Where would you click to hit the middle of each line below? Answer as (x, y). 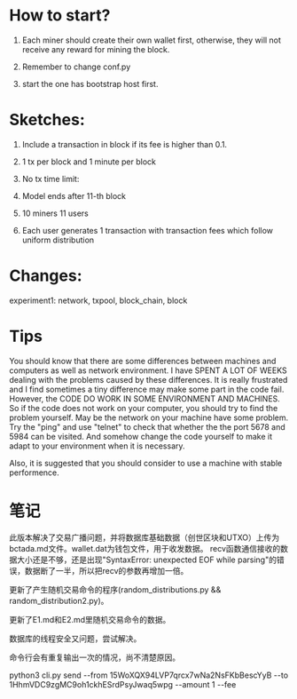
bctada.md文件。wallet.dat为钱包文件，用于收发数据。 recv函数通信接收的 (145, 548)
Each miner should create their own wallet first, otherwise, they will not (152, 40)
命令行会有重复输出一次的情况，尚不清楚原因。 (94, 657)
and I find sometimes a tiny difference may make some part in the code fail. (147, 389)
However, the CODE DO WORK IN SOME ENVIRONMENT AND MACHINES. (145, 398)
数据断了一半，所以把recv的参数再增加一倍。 (106, 570)
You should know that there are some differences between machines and (143, 361)
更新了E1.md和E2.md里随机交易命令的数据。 (90, 619)
